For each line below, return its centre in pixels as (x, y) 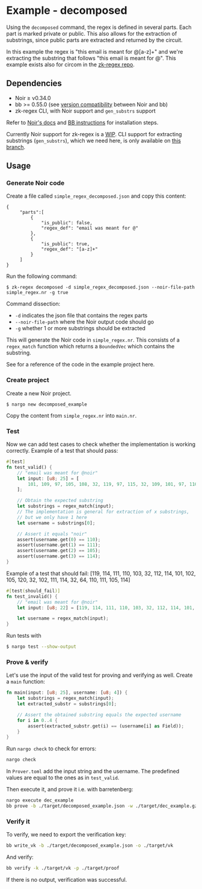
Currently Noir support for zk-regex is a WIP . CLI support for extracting (94, 134)
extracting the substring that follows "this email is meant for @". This (91, 58)
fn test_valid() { (29, 467)
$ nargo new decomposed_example (47, 404)
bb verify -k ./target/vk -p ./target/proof (63, 869)
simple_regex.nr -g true (37, 293)
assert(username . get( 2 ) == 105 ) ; (59, 551)
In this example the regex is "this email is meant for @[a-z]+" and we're (95, 51)
